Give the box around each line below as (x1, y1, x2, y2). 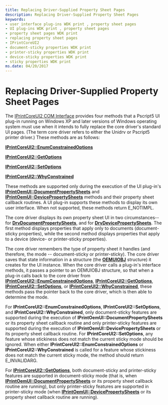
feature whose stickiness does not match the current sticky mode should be (5, 336, 163, 342)
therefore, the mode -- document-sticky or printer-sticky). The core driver (5, 251, 159, 258)
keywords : (5, 17, 26, 22)
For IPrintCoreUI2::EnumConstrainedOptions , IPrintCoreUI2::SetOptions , (5, 304, 161, 310)
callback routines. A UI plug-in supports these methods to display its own (5, 199, 158, 206)
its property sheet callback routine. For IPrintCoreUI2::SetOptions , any (5, 331, 153, 337)
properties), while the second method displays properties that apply (18, 231, 160, 237)
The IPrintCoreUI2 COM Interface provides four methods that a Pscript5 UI (5, 113, 160, 119)
